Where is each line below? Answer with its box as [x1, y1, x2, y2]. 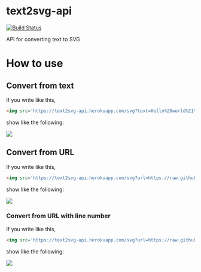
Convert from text [6, 80, 74, 90]
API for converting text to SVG [6, 35, 81, 43]
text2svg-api [6, 4, 72, 18]
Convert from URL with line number [6, 211, 111, 220]
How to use [6, 57, 63, 70]
